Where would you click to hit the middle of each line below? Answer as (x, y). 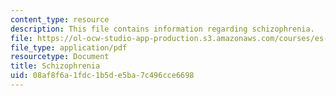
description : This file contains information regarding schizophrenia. (162, 29)
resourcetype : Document (60, 57)
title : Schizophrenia (55, 66)
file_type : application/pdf (69, 47)
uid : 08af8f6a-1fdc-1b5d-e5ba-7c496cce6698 (102, 76)
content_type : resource (60, 19)
